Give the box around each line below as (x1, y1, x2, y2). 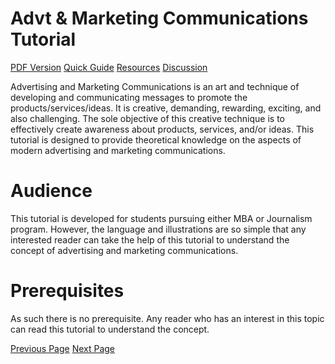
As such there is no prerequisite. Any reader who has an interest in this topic (10, 312, 325, 324)
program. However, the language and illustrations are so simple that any (10, 223, 307, 235)
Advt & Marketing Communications (10, 7, 309, 30)
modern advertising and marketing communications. (10, 144, 226, 156)
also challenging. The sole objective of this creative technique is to (10, 112, 286, 124)
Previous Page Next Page (10, 342, 116, 354)
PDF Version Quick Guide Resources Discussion (10, 61, 208, 73)
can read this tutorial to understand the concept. (10, 323, 210, 335)
